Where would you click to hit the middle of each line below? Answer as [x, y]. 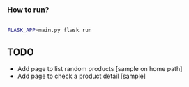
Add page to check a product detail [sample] [82, 76]
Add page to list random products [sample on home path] [100, 68]
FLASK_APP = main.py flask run [50, 30]
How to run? [28, 10]
